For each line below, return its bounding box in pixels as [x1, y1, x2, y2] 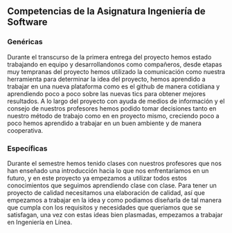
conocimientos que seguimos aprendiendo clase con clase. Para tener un [7, 181, 217, 189]
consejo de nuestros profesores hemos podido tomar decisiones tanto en [7, 104, 217, 113]
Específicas [7, 143, 48, 153]
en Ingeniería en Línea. [7, 218, 73, 226]
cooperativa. [7, 126, 44, 134]
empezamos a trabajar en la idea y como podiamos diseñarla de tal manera [7, 196, 222, 204]
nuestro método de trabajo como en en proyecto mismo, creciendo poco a [7, 111, 220, 120]
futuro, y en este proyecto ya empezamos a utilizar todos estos [7, 174, 187, 182]
